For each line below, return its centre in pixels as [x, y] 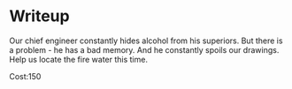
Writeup [39, 16]
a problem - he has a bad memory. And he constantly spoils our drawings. [144, 49]
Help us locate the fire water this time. [79, 59]
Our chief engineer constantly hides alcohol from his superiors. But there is [146, 41]
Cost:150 [25, 76]
